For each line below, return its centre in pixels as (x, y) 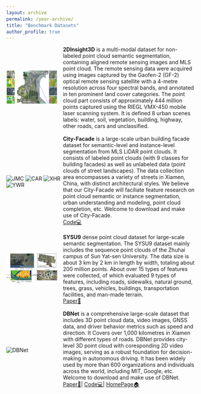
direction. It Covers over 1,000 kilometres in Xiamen (127, 333)
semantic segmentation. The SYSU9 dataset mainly (126, 244)
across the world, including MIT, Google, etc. (118, 371)
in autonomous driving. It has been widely (134, 359)
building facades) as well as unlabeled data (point (124, 165)
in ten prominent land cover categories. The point (124, 94)
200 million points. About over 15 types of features (125, 269)
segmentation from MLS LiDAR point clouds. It (120, 152)
